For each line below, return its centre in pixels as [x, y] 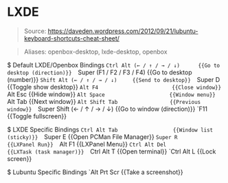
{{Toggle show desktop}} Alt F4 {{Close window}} [114, 87]
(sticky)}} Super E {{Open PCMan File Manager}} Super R [92, 137]
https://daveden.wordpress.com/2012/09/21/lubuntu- [123, 31]
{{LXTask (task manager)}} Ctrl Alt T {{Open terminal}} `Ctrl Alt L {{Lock [112, 151]
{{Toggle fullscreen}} [37, 116]
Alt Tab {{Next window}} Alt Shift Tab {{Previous [104, 101]
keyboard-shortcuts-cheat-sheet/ [72, 38]
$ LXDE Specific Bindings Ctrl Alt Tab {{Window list [110, 129]
